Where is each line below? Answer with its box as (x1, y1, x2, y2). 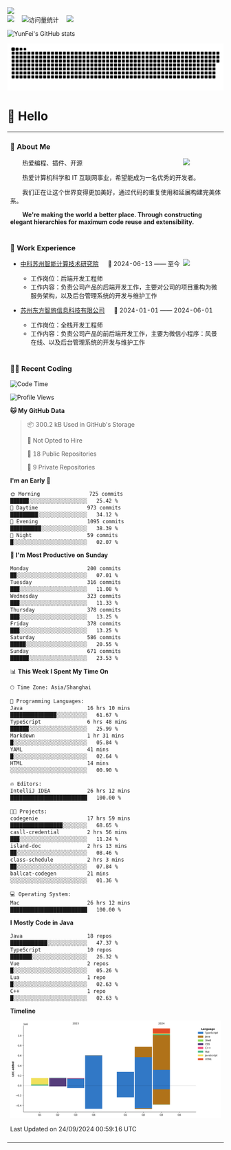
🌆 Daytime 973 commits (10, 504, 122, 511)
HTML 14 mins (10, 760, 109, 767)
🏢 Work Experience (10, 243, 76, 252)
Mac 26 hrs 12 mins (10, 899, 131, 906)
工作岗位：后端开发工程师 (30, 274, 103, 283)
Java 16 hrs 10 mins (10, 705, 131, 712)
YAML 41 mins (10, 746, 109, 753)
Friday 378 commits (10, 620, 122, 627)
